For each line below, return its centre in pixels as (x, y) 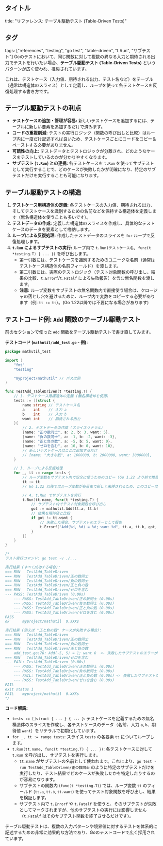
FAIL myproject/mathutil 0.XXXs (42, 694)
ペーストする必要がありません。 (44, 145)
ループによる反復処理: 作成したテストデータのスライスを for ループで (81, 235)
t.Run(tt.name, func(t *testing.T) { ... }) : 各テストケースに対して (82, 749)
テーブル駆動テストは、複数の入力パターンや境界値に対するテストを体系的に (81, 827)
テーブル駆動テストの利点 (43, 108)
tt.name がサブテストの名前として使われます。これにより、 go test (86, 761)
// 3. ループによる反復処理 (38, 468)
